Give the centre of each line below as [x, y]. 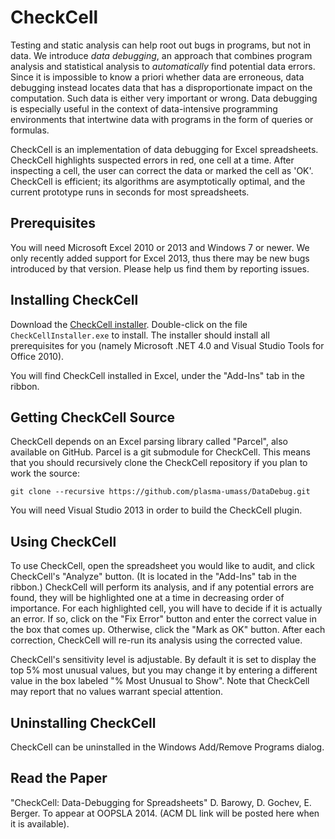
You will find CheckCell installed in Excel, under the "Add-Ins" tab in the [157, 375]
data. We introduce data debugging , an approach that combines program [161, 55]
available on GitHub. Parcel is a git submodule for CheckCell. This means [160, 452]
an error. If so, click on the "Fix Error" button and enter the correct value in [163, 619]
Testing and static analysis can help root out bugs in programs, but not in [161, 45]
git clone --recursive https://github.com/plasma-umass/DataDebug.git [160, 492]
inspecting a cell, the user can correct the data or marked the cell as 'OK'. [162, 170]
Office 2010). [37, 356]
